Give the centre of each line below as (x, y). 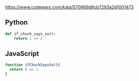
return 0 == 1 (24, 70)
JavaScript (22, 54)
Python (16, 22)
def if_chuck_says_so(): (30, 34)
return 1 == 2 (28, 38)
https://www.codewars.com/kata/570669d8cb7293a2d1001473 (69, 7)
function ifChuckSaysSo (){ (33, 65)
